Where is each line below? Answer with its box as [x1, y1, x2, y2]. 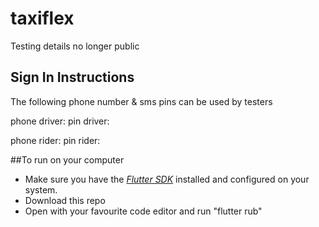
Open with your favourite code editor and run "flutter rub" [24, 205, 263, 217]
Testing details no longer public [10, 40, 140, 52]
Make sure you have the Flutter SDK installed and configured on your [24, 173, 310, 185]
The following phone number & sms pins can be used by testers [10, 95, 273, 107]
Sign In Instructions [10, 69, 135, 86]
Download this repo [24, 194, 106, 206]
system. [24, 183, 58, 196]
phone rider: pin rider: [10, 134, 101, 146]
